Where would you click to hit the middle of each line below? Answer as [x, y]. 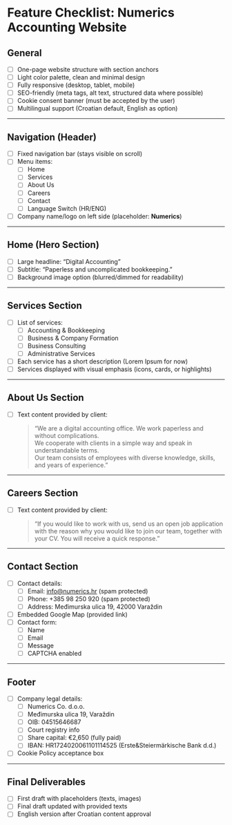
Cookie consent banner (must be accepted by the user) [96, 101]
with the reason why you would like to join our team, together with [128, 531]
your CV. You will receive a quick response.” [97, 538]
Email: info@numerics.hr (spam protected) [88, 591]
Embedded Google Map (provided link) [72, 614]
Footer [22, 682]
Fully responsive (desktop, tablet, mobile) [76, 85]
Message [40, 646]
